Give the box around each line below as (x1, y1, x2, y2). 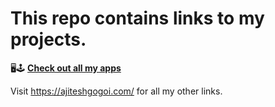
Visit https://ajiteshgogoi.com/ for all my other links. (10, 85, 223, 97)
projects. (10, 28, 87, 51)
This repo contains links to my (10, 7, 265, 30)
